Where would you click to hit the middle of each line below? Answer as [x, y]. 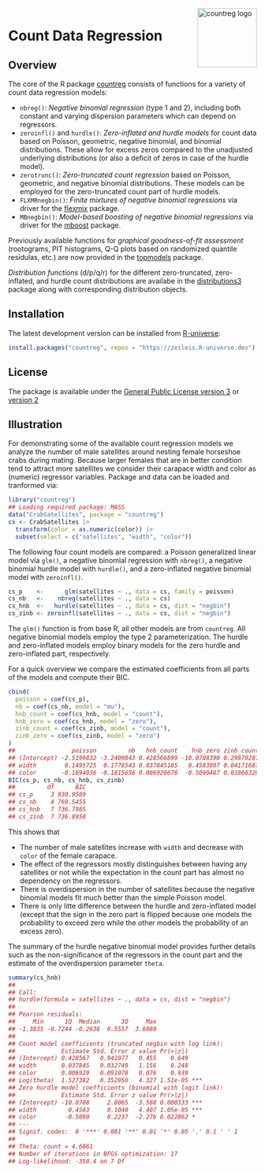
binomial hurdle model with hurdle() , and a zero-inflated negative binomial [130, 569]
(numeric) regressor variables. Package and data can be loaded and [119, 477]
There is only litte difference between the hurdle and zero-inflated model [138, 906]
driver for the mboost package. [70, 225]
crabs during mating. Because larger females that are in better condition [125, 461]
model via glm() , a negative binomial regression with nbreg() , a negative [125, 560]
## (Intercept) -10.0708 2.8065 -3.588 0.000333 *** [105, 1102]
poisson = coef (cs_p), [52, 699]
